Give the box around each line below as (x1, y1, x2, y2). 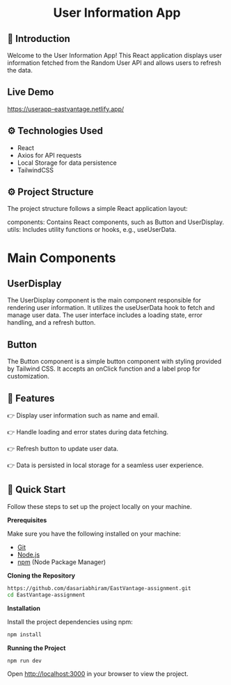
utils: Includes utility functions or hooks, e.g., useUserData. (7, 226, 177, 234)
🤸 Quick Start (7, 484, 66, 496)
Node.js (17, 550, 40, 559)
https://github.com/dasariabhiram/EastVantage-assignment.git (7, 584, 191, 591)
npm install (7, 631, 42, 638)
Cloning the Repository (7, 571, 75, 580)
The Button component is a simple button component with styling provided (7, 358, 221, 366)
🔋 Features (7, 392, 55, 404)
